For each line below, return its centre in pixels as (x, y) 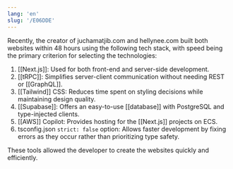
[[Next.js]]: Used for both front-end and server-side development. (113, 69)
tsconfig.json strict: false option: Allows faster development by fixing (122, 129)
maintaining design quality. (56, 99)
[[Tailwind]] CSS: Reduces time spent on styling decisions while (110, 92)
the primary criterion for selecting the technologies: (82, 55)
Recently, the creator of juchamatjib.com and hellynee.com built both (108, 40)
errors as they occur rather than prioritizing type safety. (98, 136)
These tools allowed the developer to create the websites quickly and (108, 150)
